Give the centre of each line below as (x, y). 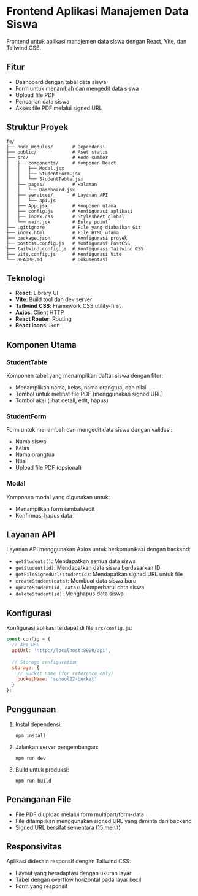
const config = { (29, 639)
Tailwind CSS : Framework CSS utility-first (68, 306)
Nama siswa (31, 442)
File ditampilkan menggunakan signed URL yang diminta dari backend (103, 821)
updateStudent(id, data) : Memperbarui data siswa (80, 588)
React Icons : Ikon (37, 326)
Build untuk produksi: (42, 769)
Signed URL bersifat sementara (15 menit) (68, 827)
